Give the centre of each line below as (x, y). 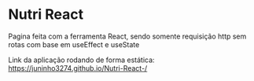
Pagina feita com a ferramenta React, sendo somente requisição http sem (127, 36)
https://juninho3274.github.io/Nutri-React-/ (78, 68)
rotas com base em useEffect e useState (74, 44)
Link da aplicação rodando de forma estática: (81, 60)
